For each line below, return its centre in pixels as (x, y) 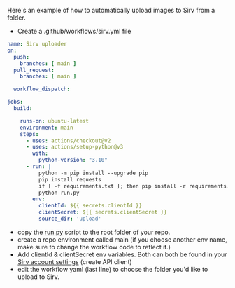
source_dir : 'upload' (70, 219)
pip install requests (70, 179)
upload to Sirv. (38, 277)
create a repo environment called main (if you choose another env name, (122, 239)
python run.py (59, 193)
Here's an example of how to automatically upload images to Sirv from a (111, 10)
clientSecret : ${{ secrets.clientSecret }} (103, 212)
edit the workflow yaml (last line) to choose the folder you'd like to (113, 269)
